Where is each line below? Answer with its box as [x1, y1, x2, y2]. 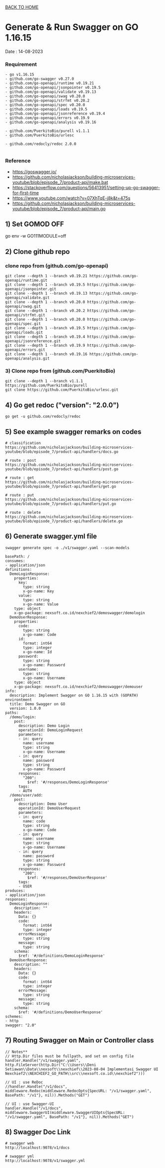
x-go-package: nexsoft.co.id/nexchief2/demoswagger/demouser [14, 684, 143, 689]
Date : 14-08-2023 [5, 48, 43, 54]
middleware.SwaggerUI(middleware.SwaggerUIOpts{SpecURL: [5, 1110, 125, 1115]
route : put [9, 492, 35, 497]
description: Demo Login [18, 723, 70, 728]
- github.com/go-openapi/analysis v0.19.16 [5, 120, 97, 125]
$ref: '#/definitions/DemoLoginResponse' [18, 953, 106, 958]
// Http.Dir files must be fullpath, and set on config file [5, 1053, 134, 1058]
